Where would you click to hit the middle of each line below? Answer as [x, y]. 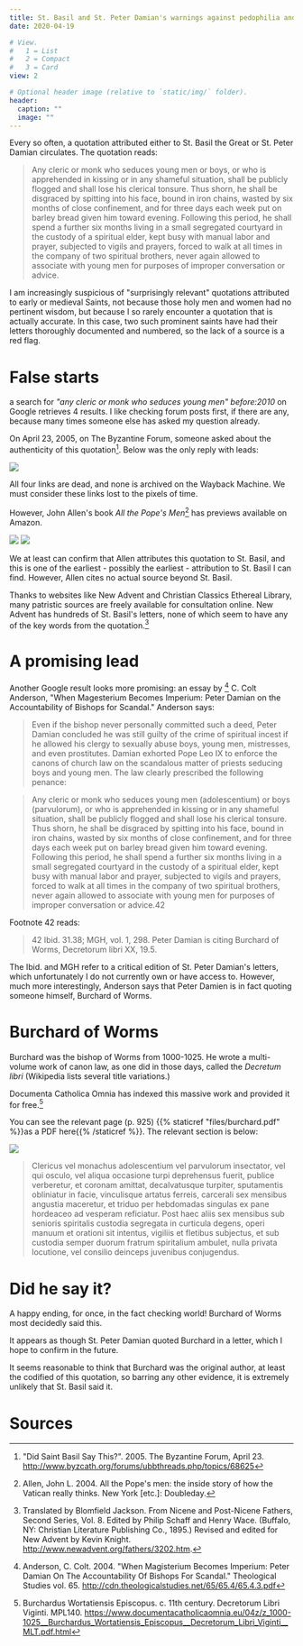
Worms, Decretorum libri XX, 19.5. [94, 949]
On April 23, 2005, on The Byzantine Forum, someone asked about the [141, 439]
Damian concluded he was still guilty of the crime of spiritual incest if [160, 734]
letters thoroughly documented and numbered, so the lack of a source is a [147, 331]
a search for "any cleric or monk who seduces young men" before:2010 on [148, 402]
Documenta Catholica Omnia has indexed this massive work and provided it [150, 1093]
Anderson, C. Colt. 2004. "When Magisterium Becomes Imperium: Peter [156, 1567]
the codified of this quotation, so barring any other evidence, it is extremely [149, 1377]
